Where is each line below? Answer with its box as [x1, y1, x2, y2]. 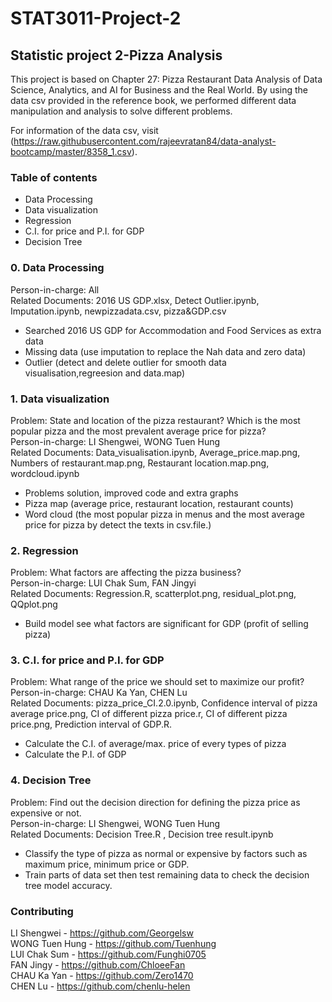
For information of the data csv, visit [10, 125, 159, 136]
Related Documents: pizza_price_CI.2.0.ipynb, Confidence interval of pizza [10, 697, 318, 709]
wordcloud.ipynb [10, 467, 80, 479]
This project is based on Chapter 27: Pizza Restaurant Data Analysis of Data [10, 73, 323, 85]
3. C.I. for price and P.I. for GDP [10, 653, 165, 667]
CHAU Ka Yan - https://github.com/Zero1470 [10, 970, 194, 982]
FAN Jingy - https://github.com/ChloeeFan [10, 959, 186, 971]
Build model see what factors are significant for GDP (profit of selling [24, 618, 309, 630]
